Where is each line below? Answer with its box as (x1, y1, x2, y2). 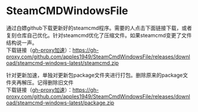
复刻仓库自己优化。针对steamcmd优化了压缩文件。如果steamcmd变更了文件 (6, 31, 192, 39)
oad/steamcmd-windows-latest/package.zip (6, 99, 115, 106)
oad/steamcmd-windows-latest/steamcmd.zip (6, 59, 119, 66)
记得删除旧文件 (37, 78, 74, 86)
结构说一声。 (6, 39, 37, 46)
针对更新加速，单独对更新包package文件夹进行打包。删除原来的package (6, 71, 183, 78)
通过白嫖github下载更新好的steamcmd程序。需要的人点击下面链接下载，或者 (6, 24, 192, 31)
